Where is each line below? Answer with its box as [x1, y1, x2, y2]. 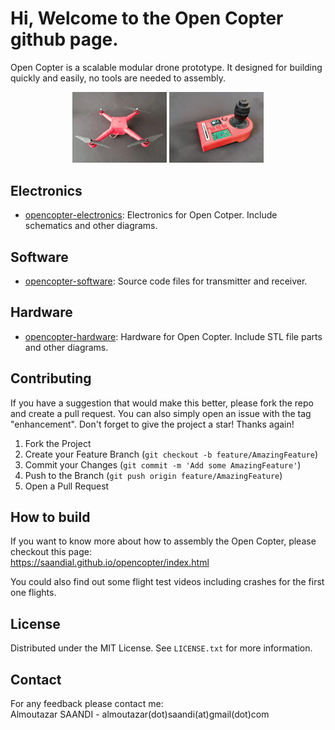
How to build [10, 508, 91, 526]
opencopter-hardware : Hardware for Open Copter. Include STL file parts [24, 330, 323, 342]
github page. [10, 28, 119, 51]
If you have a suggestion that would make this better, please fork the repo [10, 397, 314, 409]
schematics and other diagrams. [24, 220, 158, 232]
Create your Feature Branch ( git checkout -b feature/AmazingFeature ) [24, 448, 319, 460]
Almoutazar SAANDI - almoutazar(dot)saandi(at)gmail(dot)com [10, 708, 270, 721]
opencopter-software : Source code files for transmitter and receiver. [24, 275, 308, 287]
